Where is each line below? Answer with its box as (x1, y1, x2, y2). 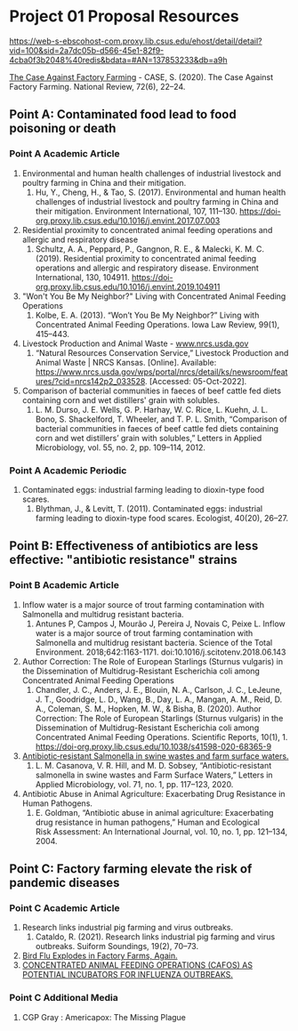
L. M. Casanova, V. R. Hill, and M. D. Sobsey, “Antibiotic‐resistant (35, 760, 272, 770)
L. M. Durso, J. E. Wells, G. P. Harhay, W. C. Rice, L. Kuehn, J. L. (35, 404, 269, 415)
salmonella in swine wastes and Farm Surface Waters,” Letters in (35, 769, 273, 780)
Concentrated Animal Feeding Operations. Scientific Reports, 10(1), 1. (35, 731, 288, 742)
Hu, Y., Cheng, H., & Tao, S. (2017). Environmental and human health (35, 187, 286, 197)
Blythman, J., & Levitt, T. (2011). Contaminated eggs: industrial (35, 503, 263, 513)
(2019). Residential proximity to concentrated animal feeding (35, 253, 257, 263)
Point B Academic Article (9, 579, 120, 592)
